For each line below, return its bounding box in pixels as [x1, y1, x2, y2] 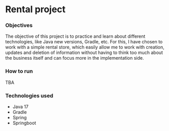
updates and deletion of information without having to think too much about [5, 49, 163, 56]
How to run [5, 68, 33, 75]
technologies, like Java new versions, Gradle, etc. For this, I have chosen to [5, 39, 163, 45]
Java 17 [12, 103, 29, 110]
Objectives [5, 22, 33, 29]
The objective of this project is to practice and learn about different [5, 33, 146, 39]
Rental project [5, 4, 66, 15]
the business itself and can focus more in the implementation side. [5, 55, 144, 61]
